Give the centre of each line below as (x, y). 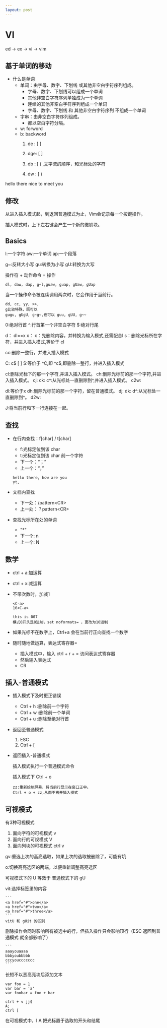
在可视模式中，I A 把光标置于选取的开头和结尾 (53, 1020)
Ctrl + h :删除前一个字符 (45, 706)
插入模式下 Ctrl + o (32, 777)
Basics (16, 241)
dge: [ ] (35, 154)
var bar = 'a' (20, 989)
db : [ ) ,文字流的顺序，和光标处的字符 (66, 164)
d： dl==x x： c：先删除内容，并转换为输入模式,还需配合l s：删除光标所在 (81, 335)
